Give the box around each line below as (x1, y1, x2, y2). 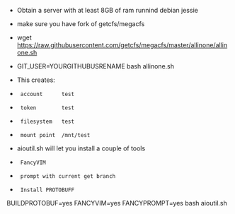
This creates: (16, 76, 56, 84)
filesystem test (20, 118, 75, 125)
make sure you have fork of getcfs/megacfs (16, 20, 145, 28)
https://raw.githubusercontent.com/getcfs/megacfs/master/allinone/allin (16, 41, 228, 49)
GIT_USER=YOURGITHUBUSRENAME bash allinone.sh (16, 62, 175, 70)
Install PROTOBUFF (20, 186, 75, 194)
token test (20, 105, 75, 112)
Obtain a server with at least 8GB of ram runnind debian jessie (16, 6, 199, 14)
